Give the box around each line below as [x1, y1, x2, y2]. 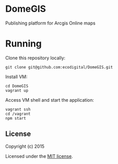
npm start [5, 115, 27, 121]
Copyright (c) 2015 [5, 143, 45, 149]
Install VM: [5, 74, 28, 80]
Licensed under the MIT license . [5, 153, 73, 159]
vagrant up [5, 88, 29, 93]
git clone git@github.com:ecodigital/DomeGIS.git [5, 64, 113, 69]
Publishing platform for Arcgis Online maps [5, 20, 96, 26]
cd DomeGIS [5, 83, 29, 88]
